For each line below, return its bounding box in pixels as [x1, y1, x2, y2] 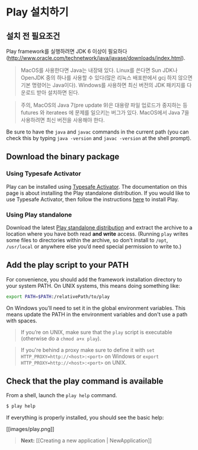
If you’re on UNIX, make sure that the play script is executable [20, 328, 173, 335]
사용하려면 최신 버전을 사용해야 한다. [20, 116, 105, 123]
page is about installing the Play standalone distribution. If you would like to [6, 189, 190, 197]
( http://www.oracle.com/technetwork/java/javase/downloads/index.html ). [6, 55, 186, 61]
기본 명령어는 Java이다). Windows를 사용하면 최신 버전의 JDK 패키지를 [20, 81, 186, 88]
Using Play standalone [6, 210, 72, 218]
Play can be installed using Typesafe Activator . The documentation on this [6, 183, 187, 190]
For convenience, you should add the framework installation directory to [6, 275, 183, 283]
